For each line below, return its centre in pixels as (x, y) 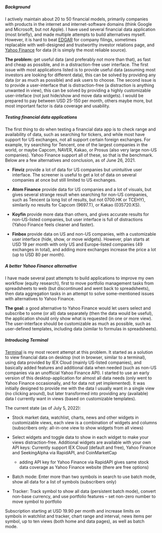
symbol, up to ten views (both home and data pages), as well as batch (75, 521)
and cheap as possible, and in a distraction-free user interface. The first (77, 64)
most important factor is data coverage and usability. (58, 106)
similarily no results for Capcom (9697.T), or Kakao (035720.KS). (76, 205)
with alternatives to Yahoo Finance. (40, 298)
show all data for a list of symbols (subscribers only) (64, 481)
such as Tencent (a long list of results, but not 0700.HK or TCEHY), (79, 200)
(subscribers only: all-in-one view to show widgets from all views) (78, 428)
